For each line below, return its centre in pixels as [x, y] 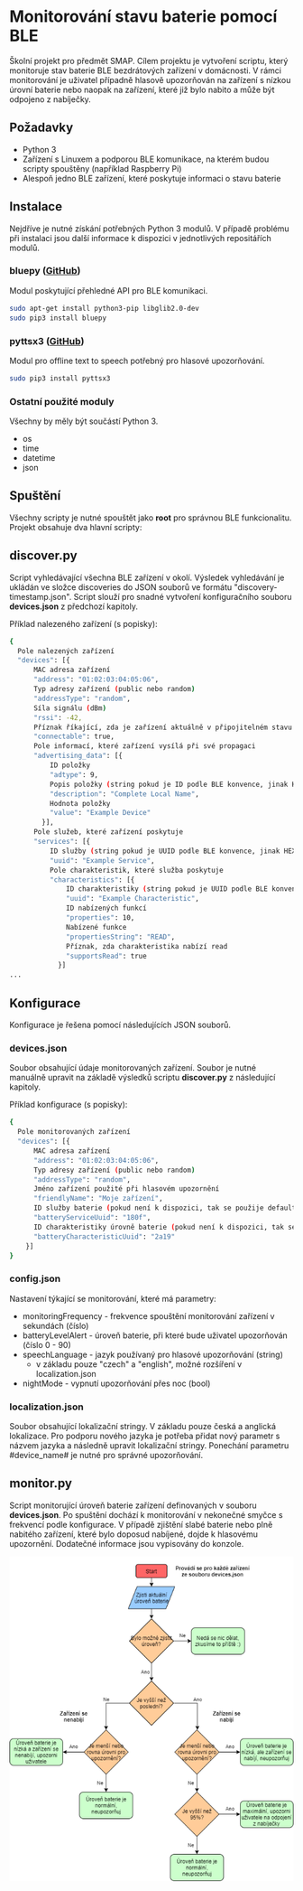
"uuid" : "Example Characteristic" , [133, 899]
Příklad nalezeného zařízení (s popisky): [83, 623]
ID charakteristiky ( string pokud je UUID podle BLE [167, 889]
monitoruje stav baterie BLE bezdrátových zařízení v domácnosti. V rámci [146, 70]
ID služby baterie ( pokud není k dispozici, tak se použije [148, 1208]
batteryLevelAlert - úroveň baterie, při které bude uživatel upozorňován [155, 1335]
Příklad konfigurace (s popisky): [69, 1105]
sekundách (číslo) [55, 1325]
